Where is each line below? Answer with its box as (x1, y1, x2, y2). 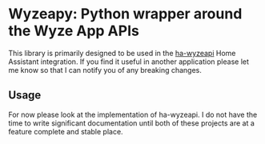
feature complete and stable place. (8, 126, 123, 136)
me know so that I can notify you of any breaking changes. (8, 65, 203, 74)
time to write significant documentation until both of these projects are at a (8, 118, 255, 128)
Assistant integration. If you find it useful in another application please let (8, 57, 250, 66)
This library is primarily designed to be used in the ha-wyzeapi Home (8, 48, 236, 58)
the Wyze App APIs (8, 22, 140, 40)
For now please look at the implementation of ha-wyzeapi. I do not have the (8, 110, 258, 119)
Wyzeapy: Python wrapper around (8, 5, 243, 23)
